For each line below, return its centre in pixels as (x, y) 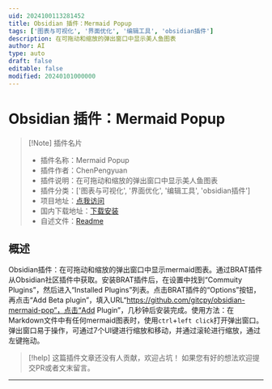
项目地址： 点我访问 (72, 200)
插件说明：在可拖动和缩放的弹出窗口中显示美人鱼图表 (129, 180)
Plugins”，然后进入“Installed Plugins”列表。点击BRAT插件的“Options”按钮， (134, 290)
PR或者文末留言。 (65, 368)
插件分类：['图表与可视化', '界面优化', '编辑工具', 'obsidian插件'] (145, 190)
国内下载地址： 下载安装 (79, 211)
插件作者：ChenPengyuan (84, 170)
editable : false (36, 69)
